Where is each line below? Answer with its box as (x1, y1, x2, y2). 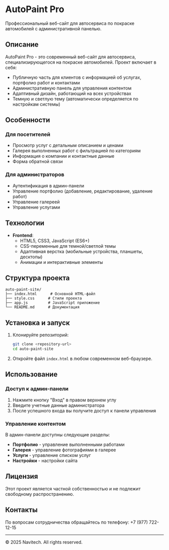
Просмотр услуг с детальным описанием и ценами (12, 143, 123, 149)
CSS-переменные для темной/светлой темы (20, 243, 116, 249)
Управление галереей (12, 199, 60, 205)
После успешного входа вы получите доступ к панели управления (12, 407, 156, 414)
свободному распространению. (5, 491, 74, 497)
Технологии (5, 219, 44, 227)
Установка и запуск (5, 318, 70, 327)
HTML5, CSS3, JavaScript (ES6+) (20, 238, 90, 244)
